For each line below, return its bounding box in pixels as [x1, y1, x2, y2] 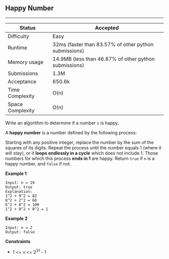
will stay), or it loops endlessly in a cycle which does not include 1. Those [5, 150, 158, 156]
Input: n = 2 [5, 225, 33, 230]
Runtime [8, 44, 28, 51]
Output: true [5, 185, 33, 190]
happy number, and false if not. [5, 160, 71, 166]
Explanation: [5, 189, 33, 194]
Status [20, 24, 36, 31]
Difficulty [8, 33, 29, 40]
